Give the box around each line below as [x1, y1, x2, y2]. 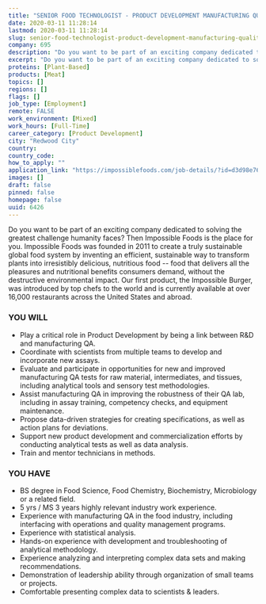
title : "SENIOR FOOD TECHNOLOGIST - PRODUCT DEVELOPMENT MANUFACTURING [8, 11, 249, 20]
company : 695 [8, 41, 51, 49]
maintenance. [19, 406, 65, 415]
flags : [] [8, 93, 41, 101]
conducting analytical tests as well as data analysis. [19, 439, 188, 449]
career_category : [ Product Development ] [8, 129, 144, 137]
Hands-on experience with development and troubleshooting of [19, 536, 228, 545]
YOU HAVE [8, 468, 51, 479]
